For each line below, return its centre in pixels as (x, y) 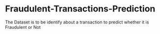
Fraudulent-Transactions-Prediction (80, 9)
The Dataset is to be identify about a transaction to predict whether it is (77, 22)
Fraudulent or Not (23, 27)
